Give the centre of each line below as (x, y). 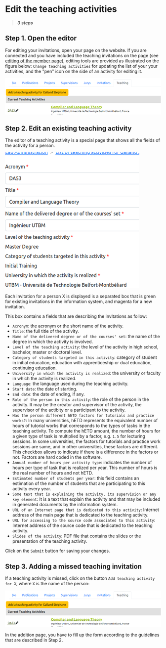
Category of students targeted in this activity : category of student (84, 357)
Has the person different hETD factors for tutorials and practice (83, 416)
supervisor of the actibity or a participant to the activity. (69, 410)
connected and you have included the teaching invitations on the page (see (82, 55)
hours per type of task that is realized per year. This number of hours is (85, 468)
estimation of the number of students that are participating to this (79, 483)
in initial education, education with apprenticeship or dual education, (82, 363)
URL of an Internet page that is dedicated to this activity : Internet (86, 510)
